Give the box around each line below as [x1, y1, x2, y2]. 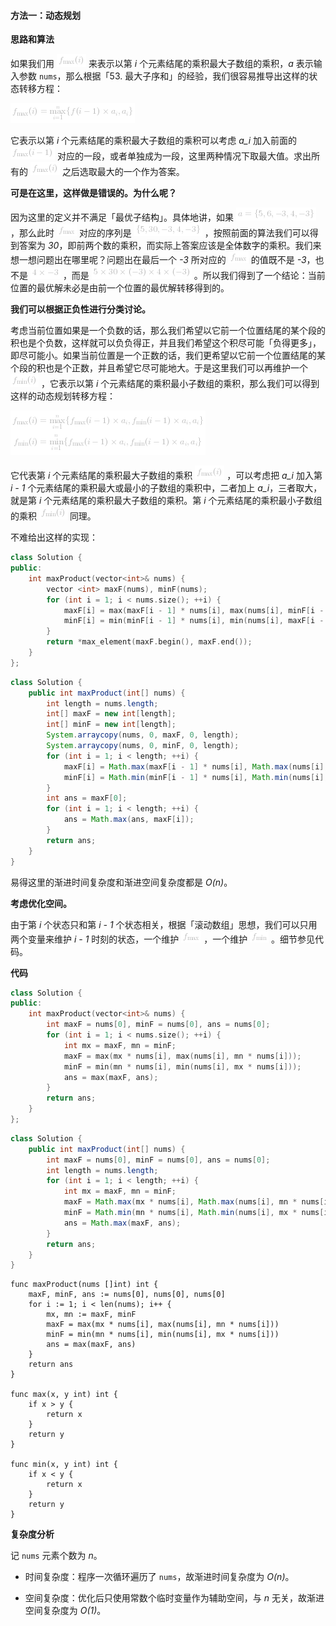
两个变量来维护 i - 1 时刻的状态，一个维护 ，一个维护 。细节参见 [10, 933, 316, 945]
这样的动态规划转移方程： [10, 390, 116, 402]
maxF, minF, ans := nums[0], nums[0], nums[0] [28, 1290, 226, 1300]
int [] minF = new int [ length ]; [46, 720, 177, 730]
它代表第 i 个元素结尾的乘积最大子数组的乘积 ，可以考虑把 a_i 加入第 [10, 470, 323, 482]
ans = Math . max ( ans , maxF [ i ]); [63, 815, 195, 825]
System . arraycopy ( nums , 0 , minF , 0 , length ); [46, 741, 240, 751]
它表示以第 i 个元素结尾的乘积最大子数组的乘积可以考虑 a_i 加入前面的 [10, 135, 298, 147]
